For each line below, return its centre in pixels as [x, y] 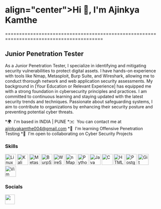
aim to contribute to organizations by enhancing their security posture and [79, 106]
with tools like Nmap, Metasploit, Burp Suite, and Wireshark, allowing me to [80, 76]
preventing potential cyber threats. [39, 112]
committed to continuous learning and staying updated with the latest [74, 96]
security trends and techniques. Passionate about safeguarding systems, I [79, 102]
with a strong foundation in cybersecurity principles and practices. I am [76, 91]
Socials [14, 187]
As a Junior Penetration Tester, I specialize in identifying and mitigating [76, 65]
